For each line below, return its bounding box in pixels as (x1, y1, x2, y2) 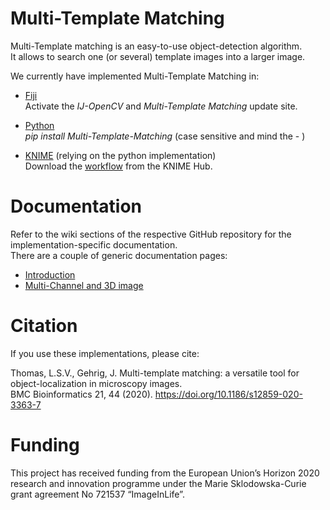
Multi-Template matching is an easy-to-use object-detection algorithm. (10, 40, 303, 52)
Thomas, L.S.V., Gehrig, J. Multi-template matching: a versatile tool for (10, 367, 300, 379)
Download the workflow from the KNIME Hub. (24, 160, 213, 172)
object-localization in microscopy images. (10, 377, 183, 389)
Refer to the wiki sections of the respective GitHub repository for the (10, 228, 292, 240)
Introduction (24, 268, 76, 281)
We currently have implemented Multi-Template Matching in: (10, 70, 260, 82)
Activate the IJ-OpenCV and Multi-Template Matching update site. (24, 100, 298, 112)
